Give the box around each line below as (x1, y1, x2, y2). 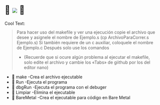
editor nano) (23, 64, 49, 70)
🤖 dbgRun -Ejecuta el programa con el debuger (11, 84, 107, 90)
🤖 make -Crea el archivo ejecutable (11, 74, 82, 80)
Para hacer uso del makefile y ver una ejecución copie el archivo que (16, 29, 156, 35)
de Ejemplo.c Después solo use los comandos (16, 45, 109, 51)
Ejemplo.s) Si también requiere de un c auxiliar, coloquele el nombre (16, 39, 154, 45)
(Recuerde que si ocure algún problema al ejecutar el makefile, (23, 54, 150, 60)
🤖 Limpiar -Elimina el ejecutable (11, 89, 76, 95)
